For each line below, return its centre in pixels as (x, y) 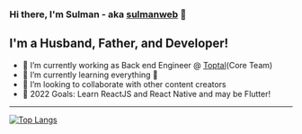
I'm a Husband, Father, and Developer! (119, 44)
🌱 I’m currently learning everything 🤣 (90, 75)
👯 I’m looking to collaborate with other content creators (124, 84)
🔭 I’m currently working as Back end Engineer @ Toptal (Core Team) (147, 65)
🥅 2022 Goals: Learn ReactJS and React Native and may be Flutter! (147, 94)
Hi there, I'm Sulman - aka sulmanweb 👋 (98, 14)
